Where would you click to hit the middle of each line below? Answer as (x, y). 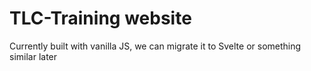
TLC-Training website (100, 18)
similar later (33, 56)
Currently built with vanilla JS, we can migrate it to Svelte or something (155, 46)
